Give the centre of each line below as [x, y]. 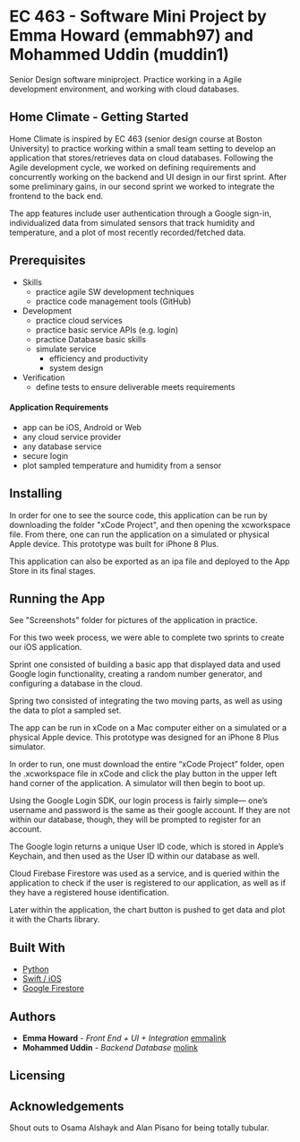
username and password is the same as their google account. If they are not [150, 810]
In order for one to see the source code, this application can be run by [138, 515]
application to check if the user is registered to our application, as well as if [148, 883]
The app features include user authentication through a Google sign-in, [140, 213]
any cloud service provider [72, 437]
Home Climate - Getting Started [99, 117]
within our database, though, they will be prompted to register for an [135, 820]
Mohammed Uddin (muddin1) [120, 55]
